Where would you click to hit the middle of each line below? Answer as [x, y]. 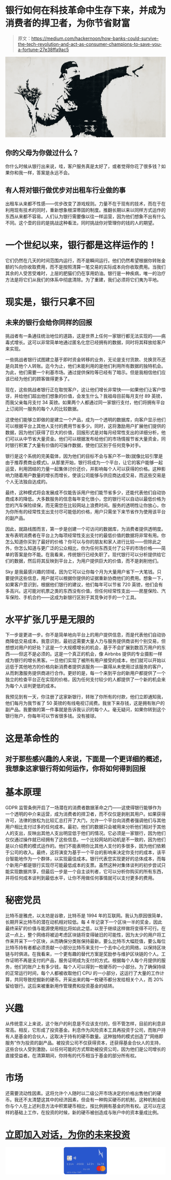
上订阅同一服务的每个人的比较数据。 [43, 409]
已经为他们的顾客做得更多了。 [41, 378]
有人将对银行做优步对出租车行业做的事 [65, 190]
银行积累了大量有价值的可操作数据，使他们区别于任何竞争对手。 [76, 445]
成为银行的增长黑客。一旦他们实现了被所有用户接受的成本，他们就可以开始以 [85, 661]
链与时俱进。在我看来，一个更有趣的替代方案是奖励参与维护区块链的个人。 [83, 954]
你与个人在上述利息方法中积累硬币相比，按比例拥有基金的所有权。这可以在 [83, 1106]
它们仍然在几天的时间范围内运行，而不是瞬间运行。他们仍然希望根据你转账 [83, 260]
